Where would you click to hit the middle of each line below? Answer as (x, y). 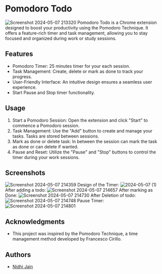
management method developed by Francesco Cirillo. (67, 239)
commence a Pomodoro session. (46, 126)
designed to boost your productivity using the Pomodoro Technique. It (77, 27)
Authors (18, 255)
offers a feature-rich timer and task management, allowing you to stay (76, 33)
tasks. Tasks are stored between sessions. (56, 136)
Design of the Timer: (98, 185)
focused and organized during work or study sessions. (61, 38)
